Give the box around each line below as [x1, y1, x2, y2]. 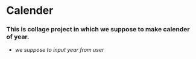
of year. [6, 33, 30, 41]
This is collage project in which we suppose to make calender [6, 25, 190, 34]
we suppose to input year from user [14, 46, 104, 54]
